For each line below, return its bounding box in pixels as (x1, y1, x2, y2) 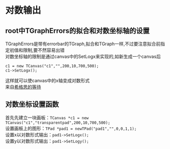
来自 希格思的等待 (5, 84, 41, 90)
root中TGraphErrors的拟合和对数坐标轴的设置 (5, 26, 150, 35)
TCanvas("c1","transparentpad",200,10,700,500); (5, 120, 110, 125)
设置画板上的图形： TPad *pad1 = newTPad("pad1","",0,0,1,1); (5, 125, 137, 131)
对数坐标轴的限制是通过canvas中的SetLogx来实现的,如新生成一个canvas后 (5, 54, 161, 59)
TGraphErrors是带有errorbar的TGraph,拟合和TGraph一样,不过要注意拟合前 (5, 41, 161, 47)
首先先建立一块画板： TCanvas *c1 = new (5, 115, 89, 121)
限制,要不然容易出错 (22, 47, 65, 53)
